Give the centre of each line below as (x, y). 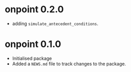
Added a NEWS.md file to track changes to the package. (69, 64)
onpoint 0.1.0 (33, 44)
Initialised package (32, 58)
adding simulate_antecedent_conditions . (55, 23)
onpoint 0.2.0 (34, 9)
